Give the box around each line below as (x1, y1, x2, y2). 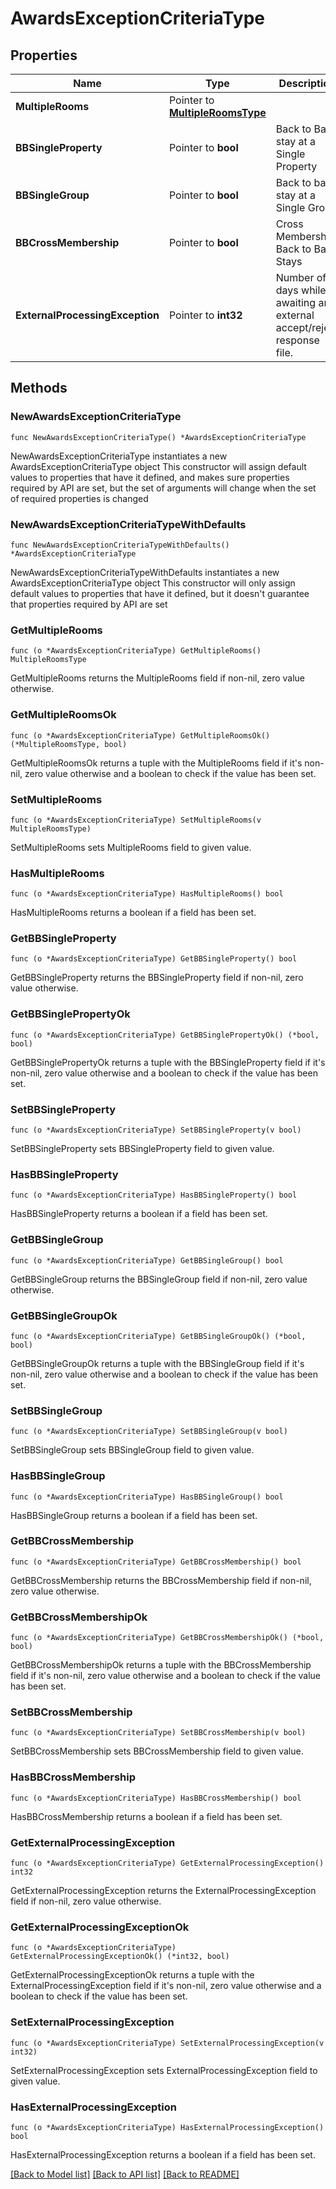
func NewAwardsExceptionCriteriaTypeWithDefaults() (10, 540, 230, 550)
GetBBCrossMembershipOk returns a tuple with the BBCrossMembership (10, 1659, 312, 1671)
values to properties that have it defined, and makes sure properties (10, 471, 290, 483)
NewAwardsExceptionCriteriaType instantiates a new (10, 450, 228, 462)
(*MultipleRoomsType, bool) (10, 739, 128, 749)
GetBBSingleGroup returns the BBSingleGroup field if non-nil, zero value (10, 1273, 308, 1285)
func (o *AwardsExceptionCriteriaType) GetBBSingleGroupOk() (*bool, (10, 1331, 307, 1341)
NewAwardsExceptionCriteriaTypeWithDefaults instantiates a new (10, 566, 280, 578)
